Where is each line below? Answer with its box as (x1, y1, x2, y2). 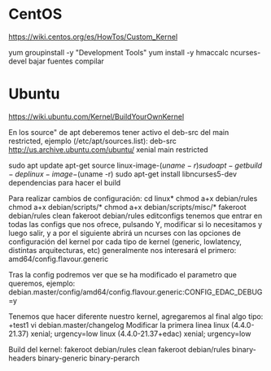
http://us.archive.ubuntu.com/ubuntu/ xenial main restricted (8, 144, 209, 155)
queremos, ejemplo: (8, 278, 76, 288)
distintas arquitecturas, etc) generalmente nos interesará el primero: (8, 245, 237, 255)
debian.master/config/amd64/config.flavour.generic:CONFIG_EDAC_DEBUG (8, 286, 263, 297)
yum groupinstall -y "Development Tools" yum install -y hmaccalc (8, 47, 229, 57)
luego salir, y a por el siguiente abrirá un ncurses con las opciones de (8, 228, 242, 238)
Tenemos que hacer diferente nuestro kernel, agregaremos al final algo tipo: (8, 311, 264, 321)
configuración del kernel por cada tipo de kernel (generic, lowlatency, (8, 237, 242, 247)
